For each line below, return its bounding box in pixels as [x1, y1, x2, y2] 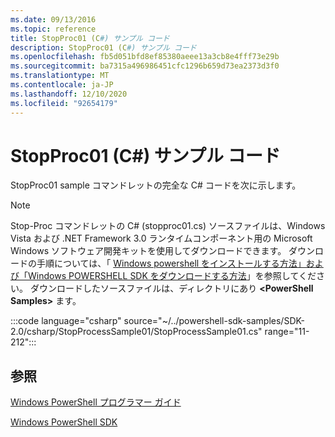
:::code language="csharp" [10, 315, 122, 327]
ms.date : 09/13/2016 [10, 14, 97, 25]
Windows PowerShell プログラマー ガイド [10, 396, 182, 408]
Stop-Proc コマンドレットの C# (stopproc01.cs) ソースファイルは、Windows [10, 220, 326, 232]
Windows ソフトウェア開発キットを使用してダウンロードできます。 [10, 245, 287, 257]
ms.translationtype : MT [10, 71, 110, 81]
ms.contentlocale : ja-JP [10, 80, 114, 90]
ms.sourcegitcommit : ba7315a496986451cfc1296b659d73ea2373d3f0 [10, 61, 280, 71]
